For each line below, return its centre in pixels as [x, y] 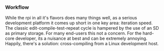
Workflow [17, 7]
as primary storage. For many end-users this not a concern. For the [73, 34]
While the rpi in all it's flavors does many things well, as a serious [71, 18]
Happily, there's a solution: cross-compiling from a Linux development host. [82, 44]
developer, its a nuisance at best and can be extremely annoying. [82, 38]
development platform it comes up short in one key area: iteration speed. [79, 23]
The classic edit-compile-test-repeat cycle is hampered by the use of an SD [82, 28]
